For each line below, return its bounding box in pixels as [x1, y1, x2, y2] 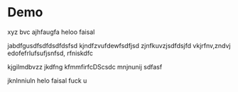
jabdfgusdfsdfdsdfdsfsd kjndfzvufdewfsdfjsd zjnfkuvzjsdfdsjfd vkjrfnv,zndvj [7, 41, 231, 50]
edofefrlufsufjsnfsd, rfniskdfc [7, 49, 94, 57]
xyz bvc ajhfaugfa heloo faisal [7, 28, 95, 36]
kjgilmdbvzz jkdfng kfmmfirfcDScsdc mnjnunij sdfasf [7, 62, 163, 71]
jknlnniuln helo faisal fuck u [7, 76, 87, 85]
